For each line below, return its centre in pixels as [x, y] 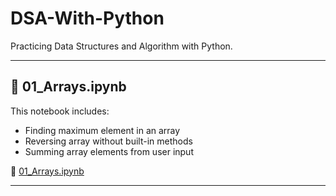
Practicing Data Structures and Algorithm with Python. [121, 46]
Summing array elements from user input [109, 151]
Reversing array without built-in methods [108, 141]
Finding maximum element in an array [102, 130]
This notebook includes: [60, 111]
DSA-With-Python [87, 18]
